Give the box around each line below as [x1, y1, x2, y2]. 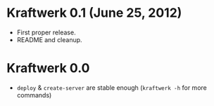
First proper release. [16, 28, 76, 37]
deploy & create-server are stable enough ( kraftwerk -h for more [16, 83, 207, 92]
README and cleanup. [16, 35, 82, 44]
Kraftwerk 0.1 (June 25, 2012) [6, 5, 182, 21]
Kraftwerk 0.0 [6, 60, 90, 77]
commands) [16, 91, 52, 99]
